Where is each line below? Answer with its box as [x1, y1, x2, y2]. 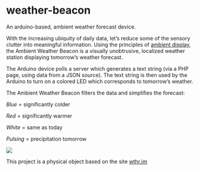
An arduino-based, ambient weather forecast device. [6, 23, 136, 30]
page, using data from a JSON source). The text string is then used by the [6, 71, 188, 78]
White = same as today [6, 123, 63, 131]
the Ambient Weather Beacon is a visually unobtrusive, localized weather [6, 47, 185, 54]
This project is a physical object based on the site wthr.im [6, 158, 148, 165]
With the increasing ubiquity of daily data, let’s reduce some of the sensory [6, 34, 191, 42]
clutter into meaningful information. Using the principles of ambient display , [6, 41, 191, 48]
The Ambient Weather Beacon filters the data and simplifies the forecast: [6, 89, 185, 96]
